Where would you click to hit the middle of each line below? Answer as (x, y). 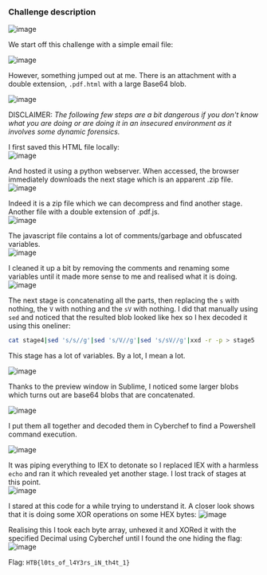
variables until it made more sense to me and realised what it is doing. (123, 276)
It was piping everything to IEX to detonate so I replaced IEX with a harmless (133, 465)
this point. (25, 482)
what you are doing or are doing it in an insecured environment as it (120, 123)
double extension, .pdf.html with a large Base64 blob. (98, 84)
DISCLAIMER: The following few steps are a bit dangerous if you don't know (133, 115)
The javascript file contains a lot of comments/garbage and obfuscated (125, 236)
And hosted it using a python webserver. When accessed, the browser (124, 171)
